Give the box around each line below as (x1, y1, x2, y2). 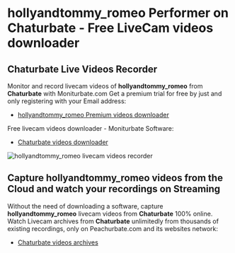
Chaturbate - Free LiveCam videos (7, 20, 214, 36)
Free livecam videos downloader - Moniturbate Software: (7, 124, 174, 132)
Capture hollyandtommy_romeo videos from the (7, 172, 223, 184)
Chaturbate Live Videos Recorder (7, 63, 158, 75)
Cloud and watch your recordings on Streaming (7, 183, 221, 195)
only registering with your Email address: (7, 97, 127, 105)
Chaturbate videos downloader (17, 138, 108, 146)
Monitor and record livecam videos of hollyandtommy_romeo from (7, 82, 203, 90)
